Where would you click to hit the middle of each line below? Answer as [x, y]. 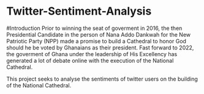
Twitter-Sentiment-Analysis [79, 11]
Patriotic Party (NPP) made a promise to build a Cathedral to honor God [96, 41]
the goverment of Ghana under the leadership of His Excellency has [92, 54]
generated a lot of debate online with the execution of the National [90, 60]
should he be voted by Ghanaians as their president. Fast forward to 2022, [100, 48]
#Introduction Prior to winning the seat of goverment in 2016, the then [94, 28]
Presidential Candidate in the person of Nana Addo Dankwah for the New [99, 34]
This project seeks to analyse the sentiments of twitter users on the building [102, 79]
